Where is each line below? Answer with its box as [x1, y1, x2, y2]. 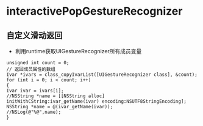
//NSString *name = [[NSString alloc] [6, 93, 105, 99]
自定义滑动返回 [6, 30, 63, 40]
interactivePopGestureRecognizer [6, 4, 183, 18]
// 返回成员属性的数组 [6, 66, 56, 72]
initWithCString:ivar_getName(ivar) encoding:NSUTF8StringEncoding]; [6, 98, 187, 105]
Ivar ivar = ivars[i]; [6, 87, 64, 94]
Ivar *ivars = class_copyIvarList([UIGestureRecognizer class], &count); [6, 72, 198, 78]
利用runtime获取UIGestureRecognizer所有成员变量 [15, 48, 142, 54]
